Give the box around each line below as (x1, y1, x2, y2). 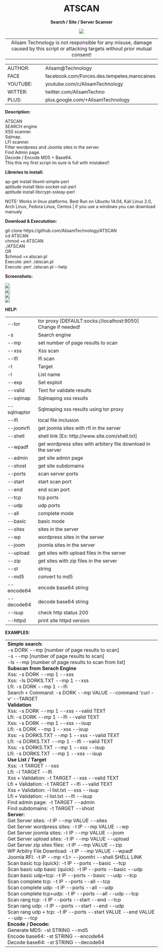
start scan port (38, 478, 72, 485)
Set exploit (38, 379, 62, 385)
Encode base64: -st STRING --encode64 (7, 933, 104, 939)
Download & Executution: (5, 218, 57, 224)
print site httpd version (38, 617, 90, 624)
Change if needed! (38, 324, 81, 330)
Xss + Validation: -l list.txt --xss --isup (7, 786, 99, 793)
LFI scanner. (5, 139, 30, 145)
